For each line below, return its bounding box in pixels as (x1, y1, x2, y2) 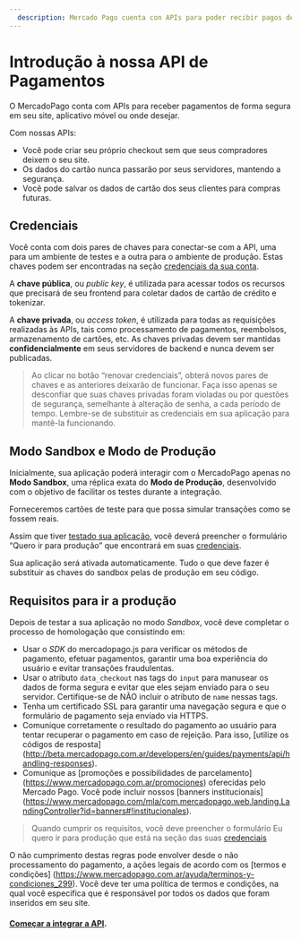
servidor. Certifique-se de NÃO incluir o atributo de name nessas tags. (21, 692, 279, 701)
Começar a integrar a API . (9, 917, 107, 928)
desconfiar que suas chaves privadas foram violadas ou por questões (30, 389, 289, 400)
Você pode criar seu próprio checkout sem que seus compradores (21, 144, 268, 155)
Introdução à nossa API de (9, 51, 209, 72)
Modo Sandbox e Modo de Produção (9, 443, 217, 459)
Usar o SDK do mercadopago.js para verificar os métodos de (21, 644, 248, 654)
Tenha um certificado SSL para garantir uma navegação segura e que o (21, 701, 287, 711)
